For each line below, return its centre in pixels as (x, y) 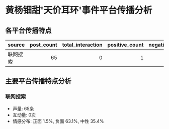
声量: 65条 (23, 108)
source (16, 45)
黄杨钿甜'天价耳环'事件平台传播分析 (79, 10)
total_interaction (82, 45)
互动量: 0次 (24, 115)
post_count (44, 45)
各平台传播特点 (28, 30)
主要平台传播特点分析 (38, 81)
